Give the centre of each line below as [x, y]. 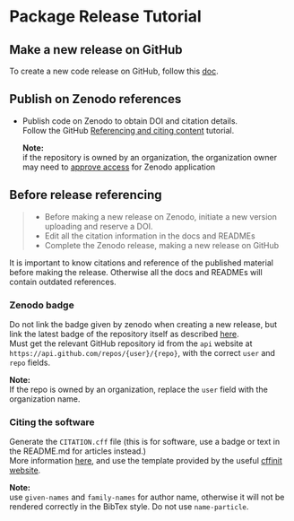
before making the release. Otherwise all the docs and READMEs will [136, 272]
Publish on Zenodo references [95, 99]
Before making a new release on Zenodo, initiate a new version [161, 216]
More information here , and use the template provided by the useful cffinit [146, 461]
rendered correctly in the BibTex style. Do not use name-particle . [129, 507]
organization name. [45, 399]
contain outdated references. [63, 282]
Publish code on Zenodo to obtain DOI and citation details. [130, 121]
